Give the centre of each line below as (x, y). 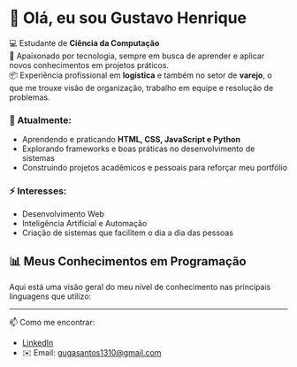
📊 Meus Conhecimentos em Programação (128, 261)
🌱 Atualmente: (41, 120)
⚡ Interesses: (38, 191)
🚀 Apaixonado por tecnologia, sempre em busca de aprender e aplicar (137, 56)
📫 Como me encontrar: (52, 323)
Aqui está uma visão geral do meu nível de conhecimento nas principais (140, 287)
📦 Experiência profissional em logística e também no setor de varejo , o (141, 75)
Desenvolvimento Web (63, 214)
